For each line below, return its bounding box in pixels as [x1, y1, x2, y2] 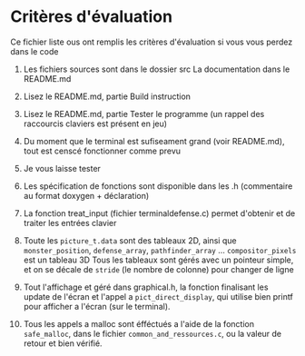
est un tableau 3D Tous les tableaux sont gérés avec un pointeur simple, [23, 254, 294, 265]
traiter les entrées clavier [23, 217, 117, 228]
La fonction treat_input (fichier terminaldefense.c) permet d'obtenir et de [23, 207, 296, 219]
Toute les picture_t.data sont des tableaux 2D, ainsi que [23, 234, 237, 246]
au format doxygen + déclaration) [23, 190, 150, 201]
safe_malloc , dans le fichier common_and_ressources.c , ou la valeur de [23, 328, 282, 339]
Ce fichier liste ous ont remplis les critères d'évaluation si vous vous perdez [10, 36, 293, 47]
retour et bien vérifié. [23, 338, 103, 349]
